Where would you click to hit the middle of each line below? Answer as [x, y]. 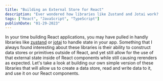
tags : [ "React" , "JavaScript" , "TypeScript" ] [52, 19]
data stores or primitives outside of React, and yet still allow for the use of [79, 53]
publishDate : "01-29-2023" [33, 23]
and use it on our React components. [42, 73]
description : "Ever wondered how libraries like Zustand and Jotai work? [82, 14]
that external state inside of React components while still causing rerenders [81, 58]
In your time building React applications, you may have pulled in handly [77, 37]
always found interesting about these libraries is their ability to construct [78, 47]
